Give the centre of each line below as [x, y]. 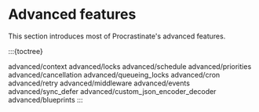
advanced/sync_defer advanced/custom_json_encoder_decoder [112, 91]
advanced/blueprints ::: [46, 99]
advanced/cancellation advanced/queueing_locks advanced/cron [114, 74]
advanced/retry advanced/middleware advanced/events [99, 83]
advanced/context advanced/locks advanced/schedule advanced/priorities [130, 66]
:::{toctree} [26, 51]
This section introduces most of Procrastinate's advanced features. [117, 36]
